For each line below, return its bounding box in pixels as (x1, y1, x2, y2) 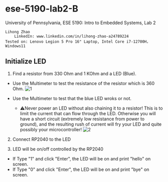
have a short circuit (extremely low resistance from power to (20, 116, 145, 122)
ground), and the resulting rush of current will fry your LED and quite (20, 121, 162, 127)
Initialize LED (5, 57, 47, 66)
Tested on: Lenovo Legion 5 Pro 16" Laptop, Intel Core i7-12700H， (5, 39, 150, 44)
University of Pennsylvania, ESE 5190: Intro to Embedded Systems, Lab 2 (5, 20, 156, 26)
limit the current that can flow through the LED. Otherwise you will (20, 110, 156, 116)
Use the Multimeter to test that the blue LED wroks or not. (12, 95, 132, 101)
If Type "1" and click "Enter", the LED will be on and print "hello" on (12, 155, 151, 161)
